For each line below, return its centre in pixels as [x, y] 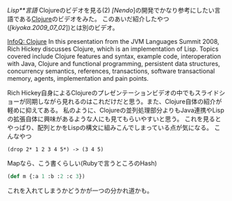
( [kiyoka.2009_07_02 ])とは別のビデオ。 [63, 27]
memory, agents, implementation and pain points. [78, 78]
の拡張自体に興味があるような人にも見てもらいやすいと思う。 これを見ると [114, 119]
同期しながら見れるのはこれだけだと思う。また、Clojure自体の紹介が [124, 102]
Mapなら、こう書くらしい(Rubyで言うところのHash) [82, 163]
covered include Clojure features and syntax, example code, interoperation [114, 56]
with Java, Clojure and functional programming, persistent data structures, [114, 64]
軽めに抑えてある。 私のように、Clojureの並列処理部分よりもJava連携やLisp [116, 110]
